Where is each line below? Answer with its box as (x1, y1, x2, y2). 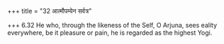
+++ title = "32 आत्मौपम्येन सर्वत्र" (7, 7, 92, 15)
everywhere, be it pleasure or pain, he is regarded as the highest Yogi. (7, 28, 213, 37)
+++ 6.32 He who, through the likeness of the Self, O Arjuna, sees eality (7, 21, 218, 29)
